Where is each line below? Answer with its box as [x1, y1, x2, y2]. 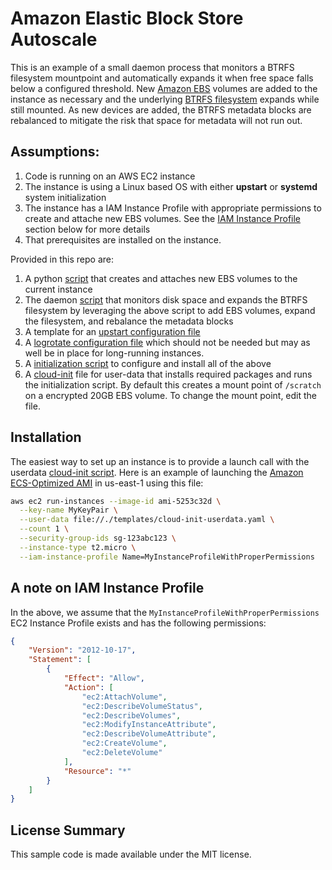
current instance [24, 283, 93, 295]
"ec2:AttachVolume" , [81, 692, 168, 702]
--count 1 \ [19, 524, 70, 534]
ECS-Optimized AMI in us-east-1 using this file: [10, 477, 204, 489]
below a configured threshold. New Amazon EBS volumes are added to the [10, 82, 318, 94]
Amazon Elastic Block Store [10, 7, 244, 30]
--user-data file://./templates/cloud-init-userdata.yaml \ [19, 515, 275, 525]
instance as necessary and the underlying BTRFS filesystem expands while [10, 93, 320, 105]
